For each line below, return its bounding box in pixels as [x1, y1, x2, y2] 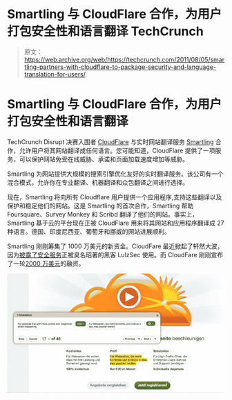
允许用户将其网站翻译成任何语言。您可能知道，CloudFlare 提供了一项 [19, 146, 215, 154]
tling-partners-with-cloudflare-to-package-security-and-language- [23, 63, 216, 71]
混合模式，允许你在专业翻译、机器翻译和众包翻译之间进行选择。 [7, 178, 188, 186]
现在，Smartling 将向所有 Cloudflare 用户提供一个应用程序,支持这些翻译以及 [7, 192, 222, 201]
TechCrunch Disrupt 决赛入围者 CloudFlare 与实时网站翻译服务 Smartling [7, 137, 214, 146]
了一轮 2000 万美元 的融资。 [7, 259, 85, 268]
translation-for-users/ [23, 70, 86, 78]
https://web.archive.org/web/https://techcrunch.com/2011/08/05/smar [23, 55, 225, 63]
